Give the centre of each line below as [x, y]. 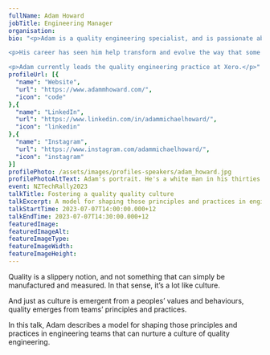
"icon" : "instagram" [50, 157]
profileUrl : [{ [34, 75]
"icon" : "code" [41, 97]
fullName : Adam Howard [46, 16]
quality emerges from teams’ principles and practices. [98, 309]
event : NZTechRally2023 [48, 187]
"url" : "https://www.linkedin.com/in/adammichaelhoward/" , [117, 120]
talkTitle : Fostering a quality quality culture [91, 194]
